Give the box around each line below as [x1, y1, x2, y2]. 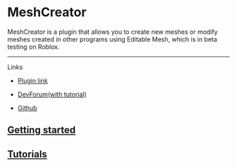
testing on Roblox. [7, 42, 60, 51]
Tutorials [7, 148, 47, 160]
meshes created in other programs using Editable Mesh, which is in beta [7, 35, 217, 43]
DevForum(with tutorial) [17, 89, 87, 99]
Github [17, 104, 37, 112]
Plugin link [17, 76, 48, 85]
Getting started [7, 124, 76, 136]
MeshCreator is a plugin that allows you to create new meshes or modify [7, 27, 218, 36]
